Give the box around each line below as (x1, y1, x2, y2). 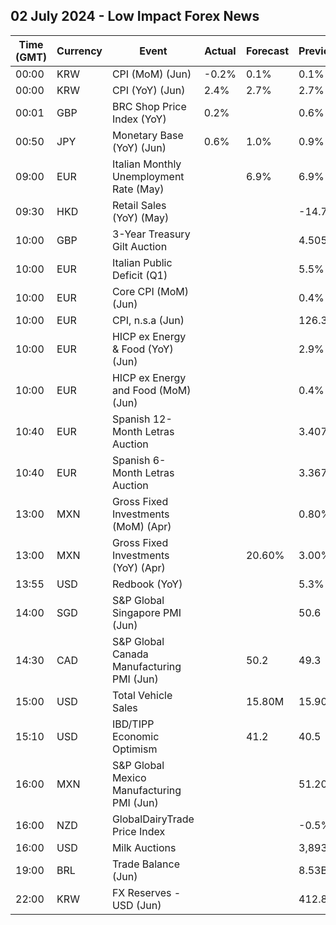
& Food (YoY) (111, 342, 174, 356)
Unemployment (111, 169, 185, 183)
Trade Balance (111, 857, 180, 871)
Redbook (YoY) (111, 577, 183, 591)
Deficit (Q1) (111, 268, 168, 282)
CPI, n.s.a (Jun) (111, 313, 185, 327)
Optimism (111, 742, 158, 756)
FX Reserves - (111, 885, 182, 899)
